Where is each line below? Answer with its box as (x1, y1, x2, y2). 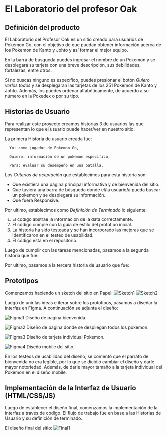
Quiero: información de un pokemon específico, (9, 154, 111, 159)
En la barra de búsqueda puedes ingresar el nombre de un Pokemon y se (5, 57, 156, 63)
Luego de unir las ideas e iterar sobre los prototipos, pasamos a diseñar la (5, 299, 158, 305)
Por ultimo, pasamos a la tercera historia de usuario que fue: (5, 262, 130, 268)
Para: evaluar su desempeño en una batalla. (9, 163, 104, 168)
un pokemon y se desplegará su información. (12, 192, 106, 198)
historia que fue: (5, 252, 39, 258)
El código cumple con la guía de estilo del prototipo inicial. (12, 221, 132, 227)
